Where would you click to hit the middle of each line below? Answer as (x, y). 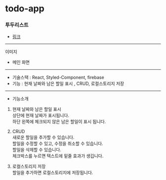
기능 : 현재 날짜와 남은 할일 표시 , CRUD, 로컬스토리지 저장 (68, 84)
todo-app (25, 9)
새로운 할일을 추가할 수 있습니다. (43, 137)
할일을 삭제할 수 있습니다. (37, 150)
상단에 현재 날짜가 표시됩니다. (41, 115)
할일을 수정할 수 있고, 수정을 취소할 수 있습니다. (58, 143)
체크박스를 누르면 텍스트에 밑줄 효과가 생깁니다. (58, 156)
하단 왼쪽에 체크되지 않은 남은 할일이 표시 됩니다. (59, 122)
